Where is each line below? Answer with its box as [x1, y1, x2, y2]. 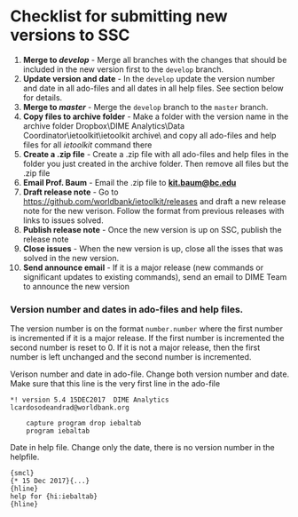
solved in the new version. [22, 252, 119, 263]
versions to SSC [10, 25, 130, 45]
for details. [22, 91, 63, 103]
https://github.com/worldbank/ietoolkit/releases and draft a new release [22, 195, 286, 206]
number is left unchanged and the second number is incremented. [10, 352, 252, 362]
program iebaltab [26, 426, 90, 436]
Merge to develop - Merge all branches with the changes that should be [22, 54, 287, 65]
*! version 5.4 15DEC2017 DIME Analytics [10, 395, 169, 405]
